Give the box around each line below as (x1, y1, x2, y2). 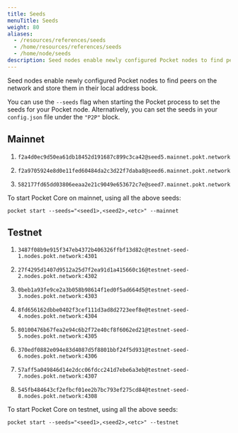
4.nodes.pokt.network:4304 (17, 313, 98, 320)
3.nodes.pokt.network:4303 (17, 293, 98, 300)
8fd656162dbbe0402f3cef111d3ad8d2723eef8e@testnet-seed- (17, 306, 190, 314)
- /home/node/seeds (13, 50, 72, 58)
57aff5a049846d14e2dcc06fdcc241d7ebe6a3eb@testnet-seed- (17, 367, 190, 374)
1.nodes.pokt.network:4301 (17, 253, 98, 260)
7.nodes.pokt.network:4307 (17, 373, 98, 380)
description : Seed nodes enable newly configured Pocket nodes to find (7, 57, 223, 64)
